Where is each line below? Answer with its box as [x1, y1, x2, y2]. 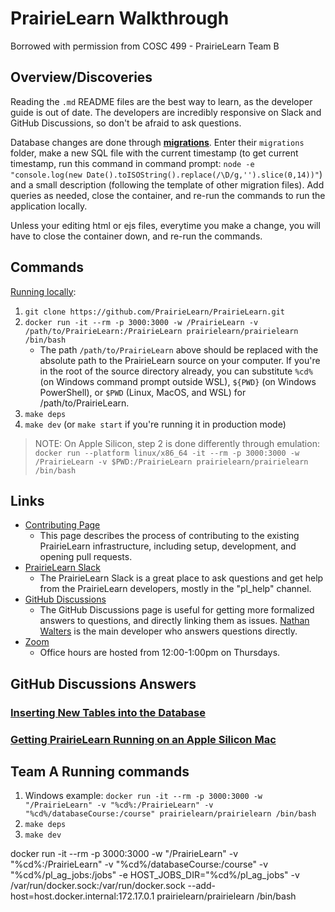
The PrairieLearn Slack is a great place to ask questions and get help [39, 572, 324, 584]
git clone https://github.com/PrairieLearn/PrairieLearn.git [24, 307, 286, 317]
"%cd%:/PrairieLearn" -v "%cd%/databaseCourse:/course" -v [10, 858, 269, 871]
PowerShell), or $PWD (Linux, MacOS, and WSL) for [39, 386, 247, 398]
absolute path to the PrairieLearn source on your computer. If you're [39, 354, 321, 366]
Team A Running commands [10, 763, 190, 780]
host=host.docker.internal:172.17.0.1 [10, 890, 155, 902]
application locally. [10, 200, 88, 212]
